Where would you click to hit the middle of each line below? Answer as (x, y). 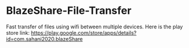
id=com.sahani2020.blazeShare (44, 39)
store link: (18, 32)
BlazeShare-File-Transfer (69, 11)
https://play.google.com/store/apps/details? (84, 32)
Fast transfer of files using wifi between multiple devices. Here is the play (94, 27)
